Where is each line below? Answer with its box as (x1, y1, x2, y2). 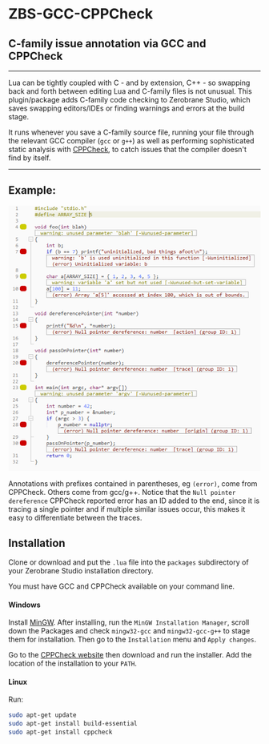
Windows (8, 600, 41, 609)
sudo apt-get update (8, 711, 78, 719)
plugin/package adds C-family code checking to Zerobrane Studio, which (8, 95, 251, 104)
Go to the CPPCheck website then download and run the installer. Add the (8, 650, 252, 660)
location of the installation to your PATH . (8, 658, 138, 669)
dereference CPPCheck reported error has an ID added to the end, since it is (8, 496, 260, 505)
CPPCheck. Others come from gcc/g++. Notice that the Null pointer (8, 488, 236, 497)
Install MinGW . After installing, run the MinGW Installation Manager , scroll (8, 617, 250, 627)
